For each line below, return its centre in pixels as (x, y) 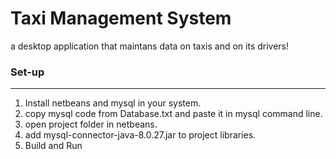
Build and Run (53, 146)
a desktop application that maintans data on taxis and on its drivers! (150, 46)
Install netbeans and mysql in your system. (113, 103)
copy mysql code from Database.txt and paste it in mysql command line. (173, 114)
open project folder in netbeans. (91, 124)
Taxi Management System (121, 18)
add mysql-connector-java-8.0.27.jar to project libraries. (140, 135)
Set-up (27, 72)
